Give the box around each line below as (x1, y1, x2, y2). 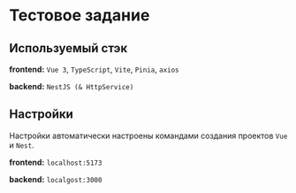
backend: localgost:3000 (9, 174, 102, 184)
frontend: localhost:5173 (9, 157, 102, 167)
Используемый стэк (9, 41, 128, 56)
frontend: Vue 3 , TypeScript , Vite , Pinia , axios (9, 64, 179, 74)
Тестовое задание (9, 5, 150, 26)
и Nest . (9, 139, 34, 151)
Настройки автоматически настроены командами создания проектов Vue (9, 130, 288, 141)
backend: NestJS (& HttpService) (9, 81, 134, 91)
